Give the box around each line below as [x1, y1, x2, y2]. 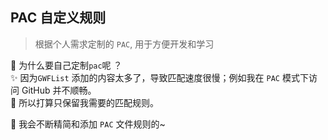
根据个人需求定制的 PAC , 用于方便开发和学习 [34, 38, 215, 50]
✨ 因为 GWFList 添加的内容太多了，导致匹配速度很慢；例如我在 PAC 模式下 [10, 71, 309, 83]
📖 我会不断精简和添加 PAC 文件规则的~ [10, 118, 166, 130]
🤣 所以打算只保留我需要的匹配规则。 [10, 96, 160, 108]
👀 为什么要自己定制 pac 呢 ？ [10, 59, 123, 71]
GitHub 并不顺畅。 [21, 84, 97, 96]
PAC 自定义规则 [10, 9, 107, 27]
